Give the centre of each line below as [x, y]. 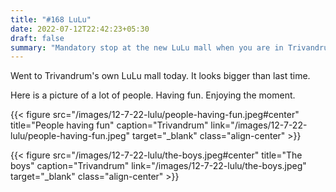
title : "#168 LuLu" [51, 19]
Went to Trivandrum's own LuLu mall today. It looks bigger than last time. [160, 76]
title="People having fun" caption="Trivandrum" [109, 125]
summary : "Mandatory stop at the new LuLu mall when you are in [147, 47]
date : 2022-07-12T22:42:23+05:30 [80, 29]
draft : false [37, 38]
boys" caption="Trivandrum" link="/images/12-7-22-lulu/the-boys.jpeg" [158, 166]
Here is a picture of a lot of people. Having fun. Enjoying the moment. [153, 95]
